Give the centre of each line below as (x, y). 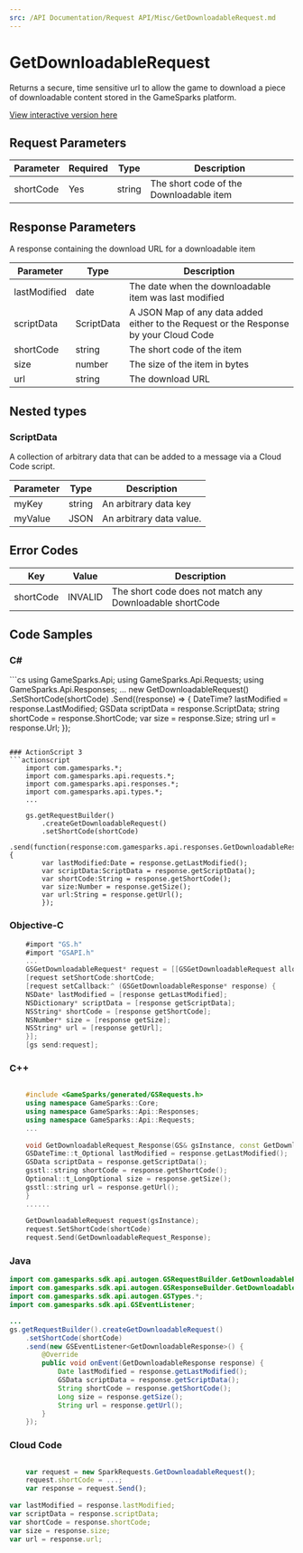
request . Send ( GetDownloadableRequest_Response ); (119, 1238)
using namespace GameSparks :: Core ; (92, 1104)
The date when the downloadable (200, 287)
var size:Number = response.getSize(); (117, 887)
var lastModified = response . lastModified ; (92, 1506)
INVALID (85, 597)
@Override (60, 1355)
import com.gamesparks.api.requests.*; (101, 776)
